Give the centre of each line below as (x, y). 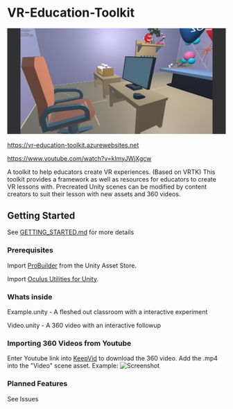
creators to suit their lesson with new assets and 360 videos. (94, 194)
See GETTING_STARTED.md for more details (71, 232)
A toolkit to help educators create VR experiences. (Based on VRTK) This (111, 172)
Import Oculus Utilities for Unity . (53, 279)
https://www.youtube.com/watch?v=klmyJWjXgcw (79, 158)
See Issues (23, 399)
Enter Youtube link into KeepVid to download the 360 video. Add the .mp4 (113, 358)
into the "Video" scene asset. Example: (63, 366)
